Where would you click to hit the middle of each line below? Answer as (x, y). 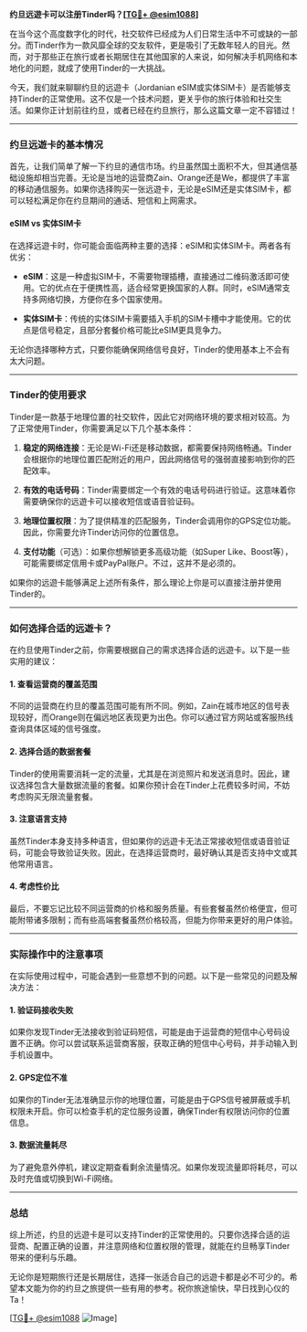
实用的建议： (33, 661)
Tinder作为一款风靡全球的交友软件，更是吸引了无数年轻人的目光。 (158, 45)
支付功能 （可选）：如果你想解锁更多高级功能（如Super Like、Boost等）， (158, 551)
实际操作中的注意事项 (56, 954)
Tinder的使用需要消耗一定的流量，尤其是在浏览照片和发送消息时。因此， (146, 773)
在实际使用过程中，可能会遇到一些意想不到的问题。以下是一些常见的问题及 (149, 976)
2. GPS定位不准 (39, 1078)
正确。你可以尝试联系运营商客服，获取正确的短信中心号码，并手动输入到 (161, 1043)
